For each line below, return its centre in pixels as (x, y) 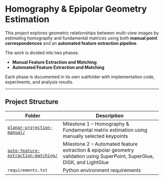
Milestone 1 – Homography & (96, 124)
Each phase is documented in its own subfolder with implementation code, (80, 77)
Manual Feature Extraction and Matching (54, 62)
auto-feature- (24, 150)
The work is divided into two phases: (42, 53)
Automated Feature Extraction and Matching (58, 67)
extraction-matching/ (32, 155)
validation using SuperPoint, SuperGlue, (108, 156)
